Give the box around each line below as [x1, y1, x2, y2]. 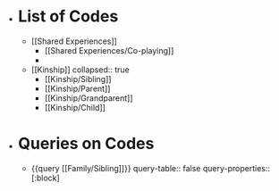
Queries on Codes [17, 134, 155, 154]
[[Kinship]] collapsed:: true [30, 64, 130, 75]
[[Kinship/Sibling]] [44, 73, 112, 84]
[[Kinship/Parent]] [44, 83, 111, 94]
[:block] [30, 172, 60, 183]
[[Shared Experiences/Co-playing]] [44, 45, 174, 55]
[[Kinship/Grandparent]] [44, 92, 133, 104]
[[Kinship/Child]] [44, 102, 106, 112]
